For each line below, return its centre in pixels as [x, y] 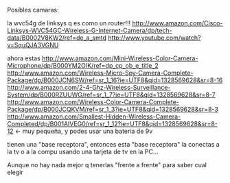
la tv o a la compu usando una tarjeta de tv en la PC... [83, 151]
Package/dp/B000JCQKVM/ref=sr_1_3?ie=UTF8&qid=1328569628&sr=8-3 [113, 109]
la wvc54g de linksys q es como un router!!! [69, 23]
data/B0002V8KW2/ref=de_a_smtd [57, 38]
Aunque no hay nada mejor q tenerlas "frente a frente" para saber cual [107, 165]
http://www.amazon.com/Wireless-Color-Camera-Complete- [93, 102]
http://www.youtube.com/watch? [154, 38]
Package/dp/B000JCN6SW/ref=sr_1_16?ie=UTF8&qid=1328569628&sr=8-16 [115, 80]
